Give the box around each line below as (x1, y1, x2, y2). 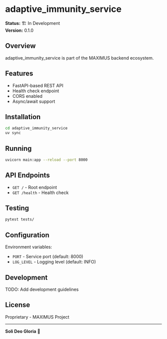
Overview (5, 42, 36, 50)
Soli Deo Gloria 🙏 (5, 328, 41, 334)
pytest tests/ (5, 217, 35, 222)
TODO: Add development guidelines (5, 286, 79, 292)
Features (5, 69, 33, 78)
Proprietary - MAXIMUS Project (5, 314, 70, 320)
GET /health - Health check (12, 190, 69, 196)
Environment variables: (5, 244, 52, 250)
